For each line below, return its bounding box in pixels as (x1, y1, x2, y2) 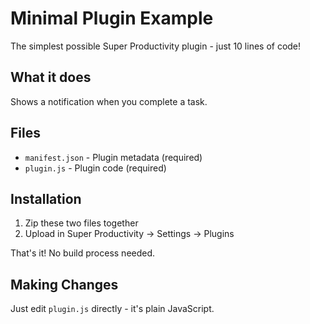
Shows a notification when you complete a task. (10, 95, 208, 107)
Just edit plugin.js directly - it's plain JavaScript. (10, 303, 215, 315)
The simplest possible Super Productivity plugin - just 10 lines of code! (10, 40, 302, 52)
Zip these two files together (24, 217, 139, 229)
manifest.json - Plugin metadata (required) (24, 151, 203, 163)
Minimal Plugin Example (10, 7, 214, 30)
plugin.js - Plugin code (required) (24, 162, 167, 174)
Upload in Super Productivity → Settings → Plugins (24, 228, 235, 240)
